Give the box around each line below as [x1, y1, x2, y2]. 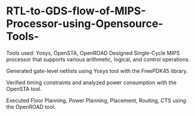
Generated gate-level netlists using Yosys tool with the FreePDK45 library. [6, 67, 188, 74]
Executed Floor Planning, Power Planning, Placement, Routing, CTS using [6, 97, 187, 104]
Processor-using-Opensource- [6, 17, 163, 30]
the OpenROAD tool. [6, 103, 56, 110]
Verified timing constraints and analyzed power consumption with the [6, 79, 177, 86]
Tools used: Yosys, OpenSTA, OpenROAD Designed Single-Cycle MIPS [6, 49, 180, 56]
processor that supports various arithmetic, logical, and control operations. [6, 56, 190, 63]
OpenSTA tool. [6, 85, 42, 92]
